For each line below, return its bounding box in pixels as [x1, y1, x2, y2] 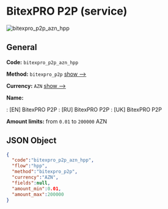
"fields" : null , [12, 180, 51, 186]
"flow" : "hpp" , [12, 163, 48, 169]
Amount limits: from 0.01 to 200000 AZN [6, 117, 108, 125]
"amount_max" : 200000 [12, 191, 64, 197]
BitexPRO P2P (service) [6, 4, 128, 18]
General [6, 42, 38, 53]
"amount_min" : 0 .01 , [12, 185, 62, 192]
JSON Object [6, 136, 57, 146]
